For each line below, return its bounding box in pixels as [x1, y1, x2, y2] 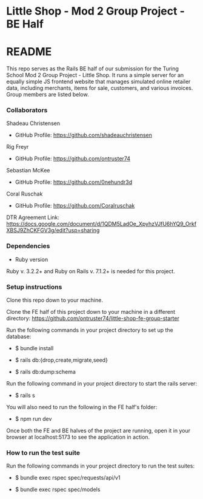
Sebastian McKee [6, 167, 50, 174]
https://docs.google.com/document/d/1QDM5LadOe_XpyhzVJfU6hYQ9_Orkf [6, 220, 197, 228]
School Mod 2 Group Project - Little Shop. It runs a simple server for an [6, 72, 184, 79]
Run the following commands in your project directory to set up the [6, 327, 174, 334]
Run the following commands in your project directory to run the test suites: [6, 463, 195, 470]
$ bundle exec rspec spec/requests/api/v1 [15, 474, 121, 481]
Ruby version [15, 256, 48, 263]
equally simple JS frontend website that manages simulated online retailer [6, 78, 191, 86]
